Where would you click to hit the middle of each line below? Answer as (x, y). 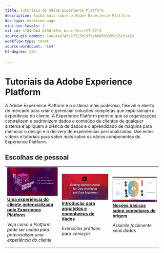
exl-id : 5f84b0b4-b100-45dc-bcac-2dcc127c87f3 (53, 31)
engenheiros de (78, 214)
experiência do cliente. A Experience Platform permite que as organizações (81, 116)
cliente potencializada (30, 204)
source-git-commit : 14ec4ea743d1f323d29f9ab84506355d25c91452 (70, 36)
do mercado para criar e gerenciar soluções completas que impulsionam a (80, 111)
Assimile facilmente (132, 225)
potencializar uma (25, 234)
